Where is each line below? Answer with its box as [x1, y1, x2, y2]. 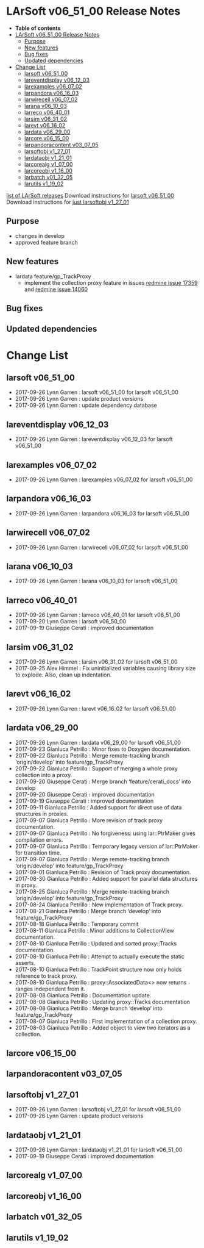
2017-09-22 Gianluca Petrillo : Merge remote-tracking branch [15, 751, 170, 759]
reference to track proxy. [15, 972, 78, 980]
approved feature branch [15, 238, 78, 246]
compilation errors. [15, 836, 63, 843]
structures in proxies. [15, 810, 69, 817]
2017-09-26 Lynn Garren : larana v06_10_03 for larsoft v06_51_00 [15, 578, 178, 585]
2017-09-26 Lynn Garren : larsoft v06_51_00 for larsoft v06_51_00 [15, 389, 178, 396]
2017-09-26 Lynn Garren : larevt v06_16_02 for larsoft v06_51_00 [15, 705, 177, 712]
